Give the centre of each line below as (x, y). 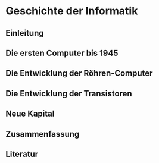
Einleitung (25, 33)
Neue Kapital (30, 114)
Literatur (22, 154)
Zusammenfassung (43, 134)
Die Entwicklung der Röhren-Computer (79, 73)
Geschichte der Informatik (72, 11)
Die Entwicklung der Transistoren (69, 93)
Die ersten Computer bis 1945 (62, 53)
